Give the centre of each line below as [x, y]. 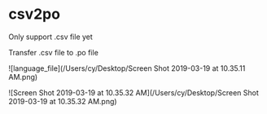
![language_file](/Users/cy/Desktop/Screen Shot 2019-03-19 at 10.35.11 [127, 68]
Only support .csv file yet [51, 37]
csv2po [35, 14]
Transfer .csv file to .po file [54, 52]
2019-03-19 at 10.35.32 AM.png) [63, 101]
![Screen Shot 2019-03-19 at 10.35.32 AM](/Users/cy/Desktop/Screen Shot [133, 92]
